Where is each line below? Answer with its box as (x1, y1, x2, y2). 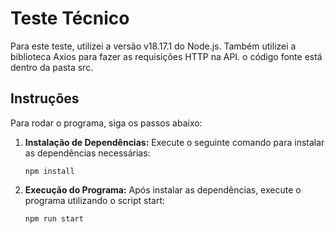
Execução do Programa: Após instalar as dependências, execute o (24, 183, 302, 196)
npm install (24, 166, 75, 176)
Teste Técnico (10, 7, 130, 30)
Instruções (10, 90, 80, 107)
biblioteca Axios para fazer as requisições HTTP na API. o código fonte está (10, 50, 323, 62)
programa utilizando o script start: (24, 194, 165, 206)
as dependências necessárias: (24, 147, 151, 159)
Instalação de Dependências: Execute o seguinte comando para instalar (24, 136, 325, 148)
